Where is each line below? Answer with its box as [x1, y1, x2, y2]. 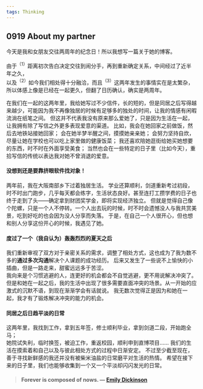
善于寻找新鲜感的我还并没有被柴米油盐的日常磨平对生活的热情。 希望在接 [6, 355, 188, 362]
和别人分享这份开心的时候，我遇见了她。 [6, 219, 107, 227]
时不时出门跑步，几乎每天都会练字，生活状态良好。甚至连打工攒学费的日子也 [6, 189, 197, 197]
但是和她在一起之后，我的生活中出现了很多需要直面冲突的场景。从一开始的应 [6, 279, 197, 287]
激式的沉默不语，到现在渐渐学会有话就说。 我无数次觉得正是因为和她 [6, 287, 177, 294]
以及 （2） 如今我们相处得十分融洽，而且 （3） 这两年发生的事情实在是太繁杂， [6, 78, 193, 86]
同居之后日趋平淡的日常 [6, 309, 65, 316]
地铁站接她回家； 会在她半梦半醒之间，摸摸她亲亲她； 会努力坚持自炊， [16, 129, 195, 137]
